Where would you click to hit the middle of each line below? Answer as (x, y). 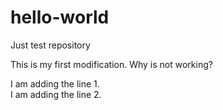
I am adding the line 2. (56, 94)
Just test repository (50, 45)
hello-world (60, 17)
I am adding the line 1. (55, 83)
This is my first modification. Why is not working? (111, 64)
